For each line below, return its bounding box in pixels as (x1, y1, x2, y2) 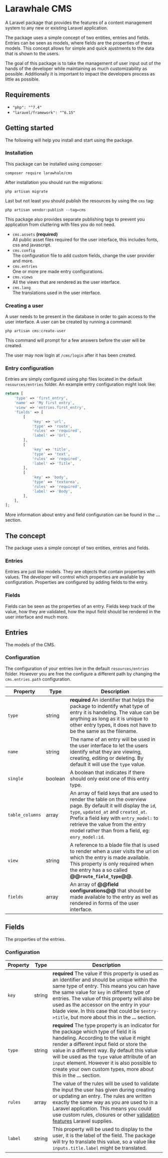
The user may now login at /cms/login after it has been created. (5, 352, 136, 358)
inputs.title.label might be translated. (52, 1144, 147, 1151)
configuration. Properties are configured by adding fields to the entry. (5, 579, 148, 585)
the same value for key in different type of (52, 988, 150, 995)
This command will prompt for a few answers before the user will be (5, 337, 145, 343)
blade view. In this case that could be (52, 1007, 140, 1014)
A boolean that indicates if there (69, 769, 145, 776)
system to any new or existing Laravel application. (5, 25, 108, 31)
